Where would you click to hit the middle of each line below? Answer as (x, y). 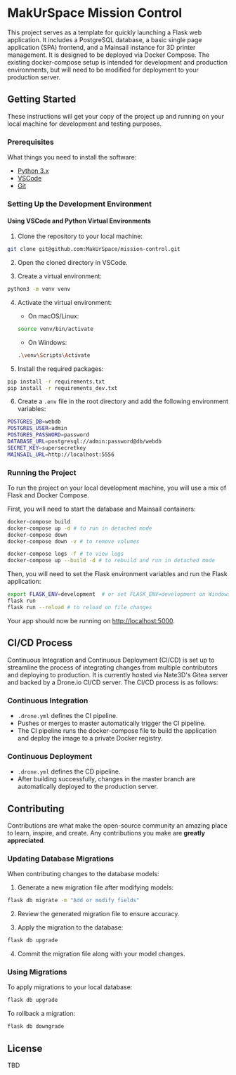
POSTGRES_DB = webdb (34, 422)
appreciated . (26, 840)
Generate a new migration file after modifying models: (96, 887)
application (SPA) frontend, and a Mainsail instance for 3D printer (101, 47)
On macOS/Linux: (53, 316)
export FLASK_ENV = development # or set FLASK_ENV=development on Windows (119, 594)
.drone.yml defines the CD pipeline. (69, 771)
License (25, 1048)
